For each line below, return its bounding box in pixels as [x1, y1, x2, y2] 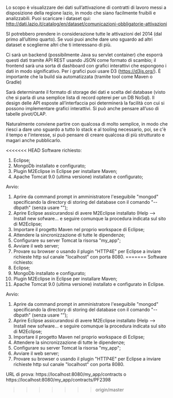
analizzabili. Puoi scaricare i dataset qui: [6, 15, 91, 21]
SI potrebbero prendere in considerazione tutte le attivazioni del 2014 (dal [6, 31, 162, 37]
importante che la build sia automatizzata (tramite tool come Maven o [6, 74, 153, 79]
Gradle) [6, 79, 22, 85]
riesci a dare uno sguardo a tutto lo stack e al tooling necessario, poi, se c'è [6, 126, 166, 132]
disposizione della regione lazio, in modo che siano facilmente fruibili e [6, 10, 156, 16]
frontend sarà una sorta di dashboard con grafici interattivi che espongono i [6, 63, 167, 68]
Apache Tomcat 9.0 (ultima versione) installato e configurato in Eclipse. [13, 281, 165, 287]
